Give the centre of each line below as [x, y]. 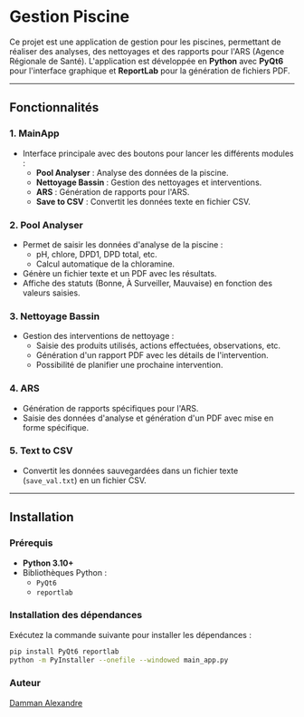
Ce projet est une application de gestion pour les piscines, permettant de [145, 42]
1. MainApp [35, 133]
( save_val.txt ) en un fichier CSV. [84, 480]
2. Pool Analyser [46, 225]
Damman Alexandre [46, 702]
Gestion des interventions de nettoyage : [98, 336]
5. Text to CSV [42, 451]
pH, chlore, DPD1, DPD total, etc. [97, 254]
